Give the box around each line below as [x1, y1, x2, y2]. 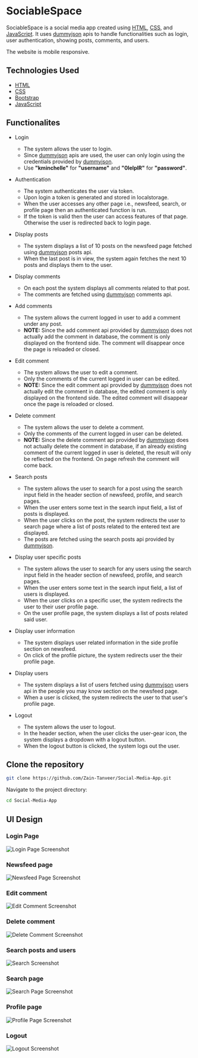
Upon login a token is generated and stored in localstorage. [23, 193, 169, 201]
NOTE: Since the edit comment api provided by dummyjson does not [23, 381, 192, 389]
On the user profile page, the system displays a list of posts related [23, 609, 188, 616]
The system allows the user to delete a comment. [23, 423, 144, 430]
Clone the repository [6, 759, 84, 770]
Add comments [14, 302, 52, 309]
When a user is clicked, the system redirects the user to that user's [23, 694, 188, 701]
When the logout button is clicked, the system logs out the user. [23, 742, 180, 749]
